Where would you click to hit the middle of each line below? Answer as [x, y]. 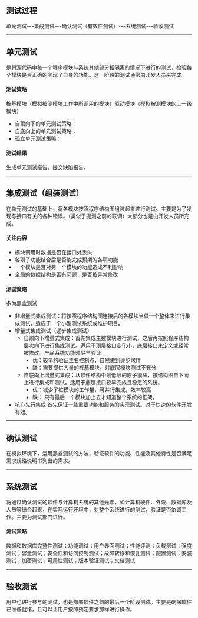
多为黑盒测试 [22, 303]
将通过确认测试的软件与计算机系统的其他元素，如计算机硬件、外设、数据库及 [99, 502]
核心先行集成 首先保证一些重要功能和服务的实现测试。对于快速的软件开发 [103, 405]
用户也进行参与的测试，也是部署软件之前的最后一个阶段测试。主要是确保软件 [99, 601]
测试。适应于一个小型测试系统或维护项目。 [72, 323]
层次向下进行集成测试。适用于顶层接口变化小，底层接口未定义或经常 [106, 345]
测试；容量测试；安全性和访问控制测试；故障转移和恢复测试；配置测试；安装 [99, 553]
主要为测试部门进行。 [42, 517]
